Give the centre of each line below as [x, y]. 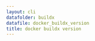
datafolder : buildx [30, 17]
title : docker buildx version [44, 29]
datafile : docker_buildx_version [48, 23]
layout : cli [21, 12]
